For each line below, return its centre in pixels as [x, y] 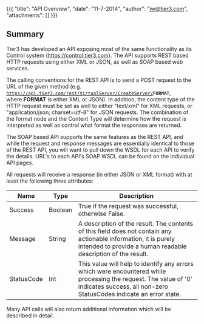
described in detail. [30, 316]
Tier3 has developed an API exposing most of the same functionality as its [99, 49]
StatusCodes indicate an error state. [129, 294]
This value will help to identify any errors [136, 263]
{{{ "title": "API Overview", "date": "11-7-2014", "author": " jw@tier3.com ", [97, 9]
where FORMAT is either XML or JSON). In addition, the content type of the [101, 99]
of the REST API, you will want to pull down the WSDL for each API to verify [100, 150]
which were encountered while [122, 271]
